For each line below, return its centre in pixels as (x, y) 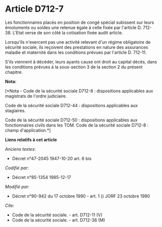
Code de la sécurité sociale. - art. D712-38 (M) (58, 220)
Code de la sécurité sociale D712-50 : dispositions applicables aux (71, 120)
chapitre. (14, 72)
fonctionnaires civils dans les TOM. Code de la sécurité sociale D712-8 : (77, 125)
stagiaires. (15, 111)
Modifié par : (17, 186)
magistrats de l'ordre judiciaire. (36, 96)
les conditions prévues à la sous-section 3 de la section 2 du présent (74, 67)
